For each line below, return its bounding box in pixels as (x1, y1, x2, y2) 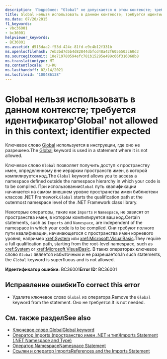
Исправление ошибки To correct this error (5, 281, 140, 289)
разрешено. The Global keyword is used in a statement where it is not (5, 147, 148, 153)
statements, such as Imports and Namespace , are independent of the (5, 219, 143, 225)
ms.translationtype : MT (5, 58, 55, 63)
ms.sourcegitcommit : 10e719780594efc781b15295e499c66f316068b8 (5, 53, 139, 59)
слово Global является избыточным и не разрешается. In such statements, (5, 251, 162, 257)
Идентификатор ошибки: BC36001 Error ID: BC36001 (5, 266, 117, 272)
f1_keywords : (5, 21, 32, 26)
